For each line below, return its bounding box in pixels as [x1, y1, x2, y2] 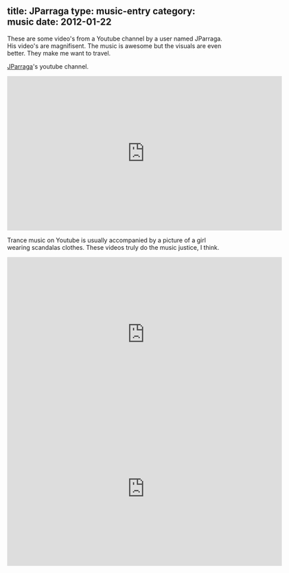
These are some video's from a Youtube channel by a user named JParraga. [7, 34, 223, 43]
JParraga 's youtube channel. [7, 62, 89, 71]
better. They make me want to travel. [7, 49, 111, 57]
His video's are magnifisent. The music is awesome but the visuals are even [7, 41, 222, 50]
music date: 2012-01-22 [7, 16, 112, 28]
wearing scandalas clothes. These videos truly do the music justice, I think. [7, 243, 220, 251]
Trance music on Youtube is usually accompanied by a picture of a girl [7, 236, 206, 244]
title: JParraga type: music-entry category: [7, 5, 196, 17]
